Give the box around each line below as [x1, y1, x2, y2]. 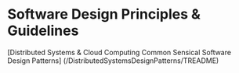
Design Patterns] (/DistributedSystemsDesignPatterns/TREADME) [7, 56, 219, 65]
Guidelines [7, 22, 79, 40]
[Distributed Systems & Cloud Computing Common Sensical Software [7, 47, 232, 57]
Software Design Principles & [7, 5, 201, 23]
